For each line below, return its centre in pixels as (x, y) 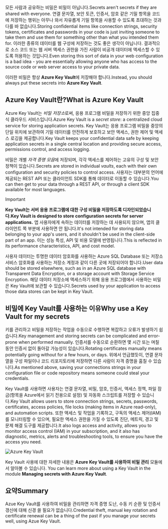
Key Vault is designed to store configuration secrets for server (77, 216)
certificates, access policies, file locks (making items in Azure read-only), (81, 407)
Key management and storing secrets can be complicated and (82, 336)
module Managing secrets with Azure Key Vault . (56, 474)
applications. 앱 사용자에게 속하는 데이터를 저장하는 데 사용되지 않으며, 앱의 (80, 222)
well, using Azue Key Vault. (33, 521)
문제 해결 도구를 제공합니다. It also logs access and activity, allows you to (78, 425)
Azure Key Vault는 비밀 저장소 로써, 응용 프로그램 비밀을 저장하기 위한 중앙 (78, 113)
